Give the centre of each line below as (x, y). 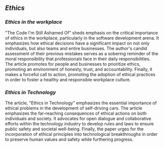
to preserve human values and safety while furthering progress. (69, 139)
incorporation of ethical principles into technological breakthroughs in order (82, 134)
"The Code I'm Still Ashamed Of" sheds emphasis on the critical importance (82, 33)
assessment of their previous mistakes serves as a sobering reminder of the (82, 53)
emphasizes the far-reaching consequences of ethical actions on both (76, 113)
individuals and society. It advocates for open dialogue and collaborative (78, 118)
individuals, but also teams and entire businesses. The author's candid (76, 48)
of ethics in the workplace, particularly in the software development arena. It (82, 38)
